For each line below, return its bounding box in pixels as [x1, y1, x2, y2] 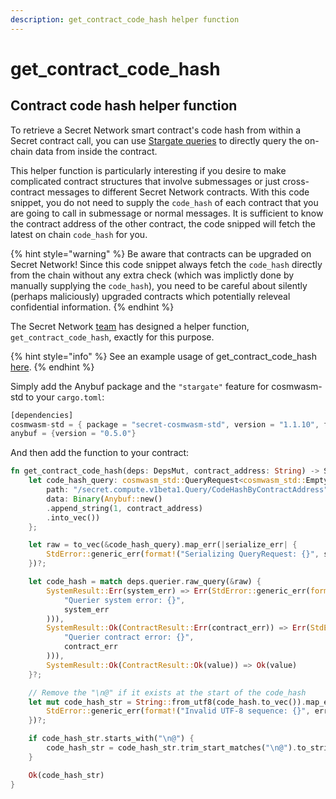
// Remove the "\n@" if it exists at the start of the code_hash [28, 687, 307, 698]
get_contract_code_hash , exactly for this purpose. [10, 331, 215, 343]
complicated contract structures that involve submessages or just [10, 175, 281, 187]
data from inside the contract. [34, 145, 158, 157]
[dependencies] [10, 410, 74, 420]
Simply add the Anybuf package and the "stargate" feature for [10, 380, 270, 392]
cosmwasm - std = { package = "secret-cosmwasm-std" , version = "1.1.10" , [10, 419, 320, 430]
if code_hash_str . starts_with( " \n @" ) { [28, 734, 195, 744]
